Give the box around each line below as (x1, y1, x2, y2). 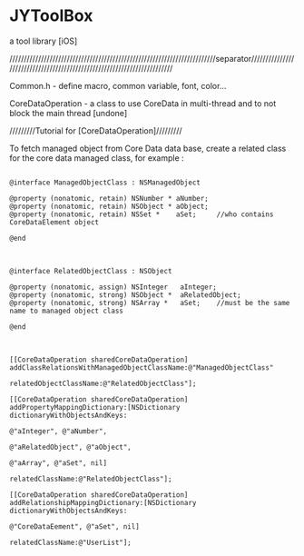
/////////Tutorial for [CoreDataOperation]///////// (9, 124, 183, 136)
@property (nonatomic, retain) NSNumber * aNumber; (9, 194, 209, 203)
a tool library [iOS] (9, 35, 78, 46)
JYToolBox (9, 5, 93, 26)
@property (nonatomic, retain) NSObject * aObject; (9, 202, 209, 211)
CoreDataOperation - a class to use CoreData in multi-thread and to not (9, 97, 277, 109)
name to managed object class (9, 306, 124, 315)
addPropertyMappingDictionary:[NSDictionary (9, 402, 181, 412)
